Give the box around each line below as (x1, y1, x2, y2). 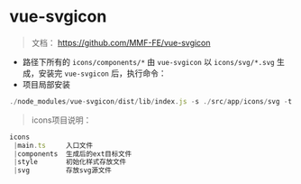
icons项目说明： (31, 115, 92, 125)
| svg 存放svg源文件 (13, 166, 113, 175)
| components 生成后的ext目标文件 (13, 149, 132, 159)
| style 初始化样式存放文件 (13, 158, 127, 167)
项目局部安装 (22, 78, 70, 89)
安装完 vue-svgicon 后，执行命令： (38, 68, 167, 78)
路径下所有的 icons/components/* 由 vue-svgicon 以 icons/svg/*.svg (22, 56, 275, 67)
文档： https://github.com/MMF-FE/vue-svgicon (31, 37, 211, 48)
